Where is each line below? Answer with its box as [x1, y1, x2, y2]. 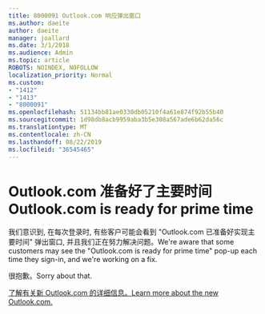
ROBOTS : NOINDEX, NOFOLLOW [8, 64, 98, 72]
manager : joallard [8, 34, 70, 42]
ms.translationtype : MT [8, 123, 88, 131]
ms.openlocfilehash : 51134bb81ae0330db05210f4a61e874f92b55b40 [8, 109, 224, 117]
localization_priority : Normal [8, 71, 113, 79]
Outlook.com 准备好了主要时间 [8, 182, 212, 201]
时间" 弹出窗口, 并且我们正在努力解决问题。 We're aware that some [14, 237, 235, 247]
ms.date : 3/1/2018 [8, 42, 70, 50]
